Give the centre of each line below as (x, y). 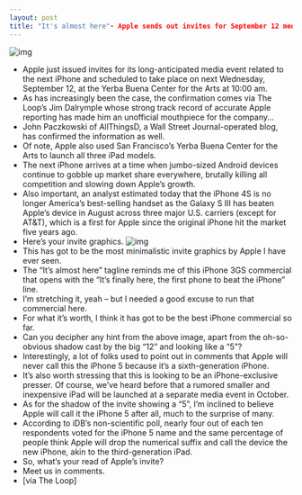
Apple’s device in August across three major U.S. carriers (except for (149, 212)
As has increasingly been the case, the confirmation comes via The (147, 98)
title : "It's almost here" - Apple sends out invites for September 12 (144, 26)
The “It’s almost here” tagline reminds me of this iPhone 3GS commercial (157, 270)
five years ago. (50, 231)
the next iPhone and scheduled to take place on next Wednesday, (144, 78)
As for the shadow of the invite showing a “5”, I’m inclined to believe (148, 404)
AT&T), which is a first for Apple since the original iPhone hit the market (154, 222)
